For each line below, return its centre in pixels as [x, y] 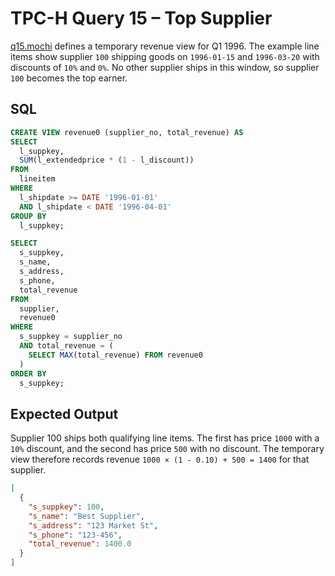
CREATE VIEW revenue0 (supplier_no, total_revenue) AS [127, 132]
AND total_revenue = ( [66, 346]
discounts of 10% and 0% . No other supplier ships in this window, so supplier [165, 67]
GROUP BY [28, 216]
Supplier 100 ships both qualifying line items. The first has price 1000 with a [165, 438]
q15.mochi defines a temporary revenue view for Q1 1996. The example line [165, 46]
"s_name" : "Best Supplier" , [86, 516]
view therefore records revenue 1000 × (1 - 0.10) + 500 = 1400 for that [160, 459]
